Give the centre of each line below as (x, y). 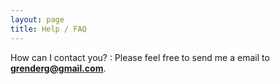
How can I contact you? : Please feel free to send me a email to (140, 57)
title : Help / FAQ (48, 29)
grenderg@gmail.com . (58, 68)
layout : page (37, 19)
